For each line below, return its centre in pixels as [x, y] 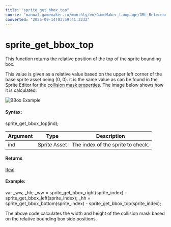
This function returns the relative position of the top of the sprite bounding [83, 59]
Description [111, 136]
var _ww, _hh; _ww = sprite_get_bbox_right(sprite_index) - [66, 192]
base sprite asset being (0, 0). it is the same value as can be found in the [81, 80]
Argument [20, 136]
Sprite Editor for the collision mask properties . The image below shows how [84, 85]
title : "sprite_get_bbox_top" [37, 10]
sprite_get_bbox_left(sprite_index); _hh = [48, 198]
